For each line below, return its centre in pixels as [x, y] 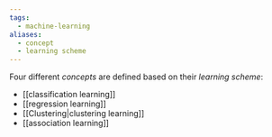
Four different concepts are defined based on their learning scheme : [136, 77]
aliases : [26, 34]
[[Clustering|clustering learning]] [83, 114]
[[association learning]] [66, 123]
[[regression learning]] [64, 104]
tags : [19, 18]
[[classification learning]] [69, 95]
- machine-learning [54, 26]
